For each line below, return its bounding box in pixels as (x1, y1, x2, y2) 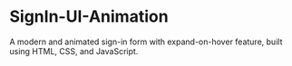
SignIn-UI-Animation (9, 6, 170, 27)
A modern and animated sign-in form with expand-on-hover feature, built (9, 36, 283, 47)
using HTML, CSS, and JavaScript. (9, 45, 139, 56)
